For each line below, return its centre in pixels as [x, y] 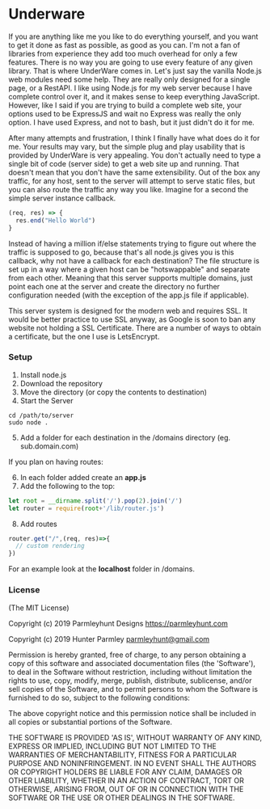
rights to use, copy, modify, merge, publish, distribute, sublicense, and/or [130, 680]
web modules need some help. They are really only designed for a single [129, 79]
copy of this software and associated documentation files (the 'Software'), [132, 663]
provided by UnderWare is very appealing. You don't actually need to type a [135, 155]
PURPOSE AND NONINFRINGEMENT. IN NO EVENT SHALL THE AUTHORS [133, 763]
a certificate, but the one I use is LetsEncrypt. [84, 336]
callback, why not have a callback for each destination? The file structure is [134, 260]
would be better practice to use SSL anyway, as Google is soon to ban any [132, 319]
